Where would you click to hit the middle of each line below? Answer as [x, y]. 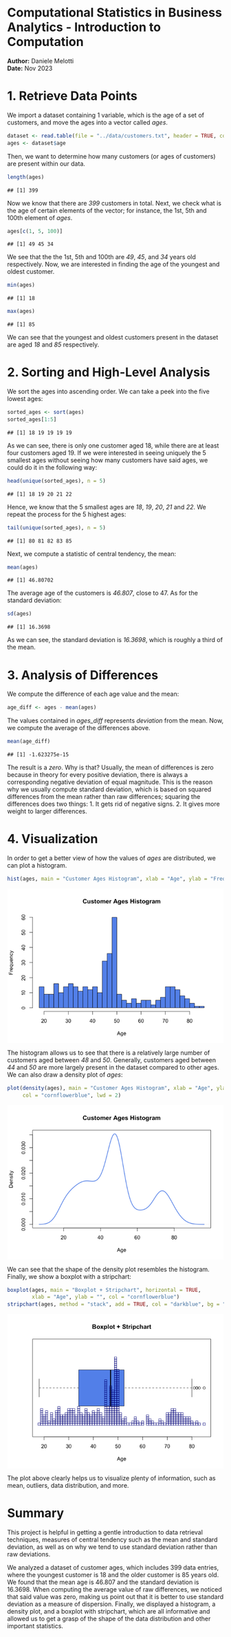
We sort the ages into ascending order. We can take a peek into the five [108, 392]
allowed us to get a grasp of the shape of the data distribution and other [109, 1619]
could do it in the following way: [52, 467]
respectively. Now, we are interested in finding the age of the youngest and [113, 264]
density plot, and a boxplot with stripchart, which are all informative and [109, 1612]
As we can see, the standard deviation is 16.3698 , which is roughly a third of [115, 640]
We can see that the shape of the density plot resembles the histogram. [108, 1269]
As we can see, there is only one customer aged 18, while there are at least [113, 446]
